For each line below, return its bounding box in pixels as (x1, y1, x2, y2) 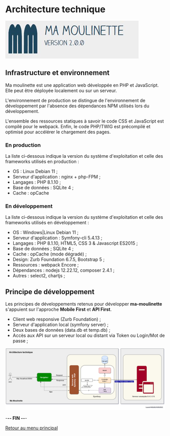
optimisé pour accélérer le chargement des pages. (5, 129, 111, 135)
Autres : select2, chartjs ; (12, 273, 65, 279)
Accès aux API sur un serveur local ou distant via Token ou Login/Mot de (12, 332, 165, 339)
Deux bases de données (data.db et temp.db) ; (12, 327, 111, 333)
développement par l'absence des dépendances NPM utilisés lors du (5, 103, 150, 109)
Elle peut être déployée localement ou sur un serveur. (5, 88, 117, 94)
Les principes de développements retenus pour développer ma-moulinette (5, 301, 162, 307)
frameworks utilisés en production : (5, 159, 80, 165)
